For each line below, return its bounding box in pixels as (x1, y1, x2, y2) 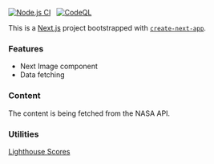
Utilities (8, 129, 39, 140)
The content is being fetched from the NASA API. (8, 109, 171, 118)
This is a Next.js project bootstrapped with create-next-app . (8, 23, 207, 32)
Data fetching (19, 70, 66, 80)
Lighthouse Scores (8, 146, 71, 156)
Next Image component (19, 61, 99, 72)
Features (8, 43, 44, 54)
